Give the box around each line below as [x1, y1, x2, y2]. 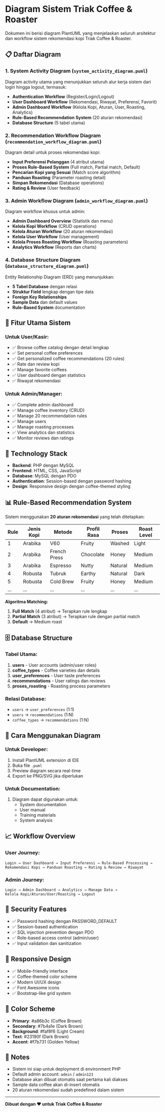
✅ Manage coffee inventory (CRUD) [12, 407, 85, 413]
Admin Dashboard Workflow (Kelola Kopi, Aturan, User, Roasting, [12, 104, 146, 110]
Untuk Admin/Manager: [5, 391, 63, 397]
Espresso [50, 562, 72, 569]
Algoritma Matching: [5, 599, 48, 605]
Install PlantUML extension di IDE [12, 757, 80, 763]
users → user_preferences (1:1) [12, 707, 75, 713]
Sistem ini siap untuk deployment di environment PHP [12, 1066, 121, 1072]
